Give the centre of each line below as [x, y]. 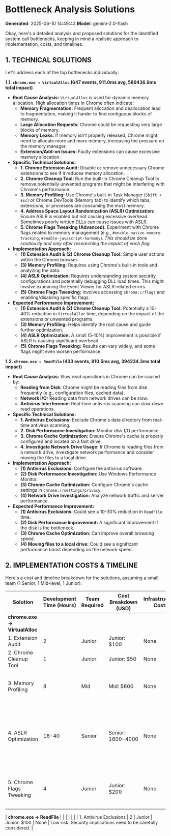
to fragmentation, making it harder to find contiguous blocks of [86, 113]
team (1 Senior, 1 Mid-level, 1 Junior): [44, 583]
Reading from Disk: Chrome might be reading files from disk [84, 387]
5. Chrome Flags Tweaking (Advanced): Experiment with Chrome [90, 227]
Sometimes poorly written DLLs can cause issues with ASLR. [84, 222]
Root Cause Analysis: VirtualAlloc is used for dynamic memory [81, 97]
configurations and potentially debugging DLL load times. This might [92, 281]
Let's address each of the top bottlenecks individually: [62, 72]
